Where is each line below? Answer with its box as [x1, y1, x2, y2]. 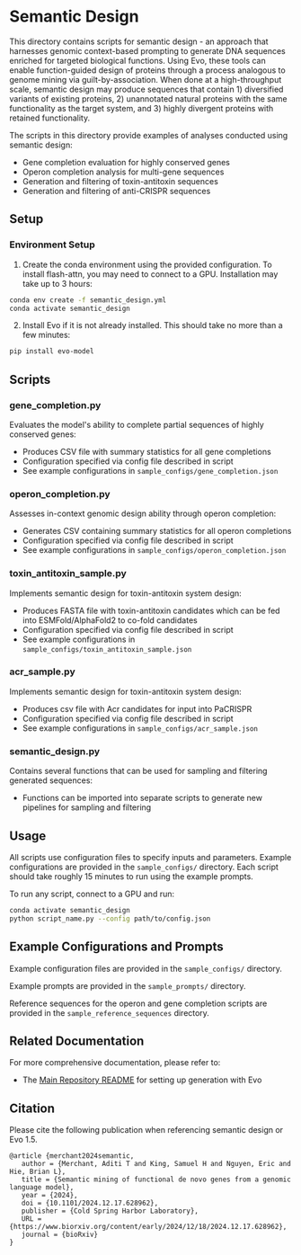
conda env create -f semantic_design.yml [9, 295, 167, 305]
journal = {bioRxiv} [21, 1230, 99, 1240]
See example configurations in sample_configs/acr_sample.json [22, 722, 259, 734]
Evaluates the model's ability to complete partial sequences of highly [9, 419, 265, 430]
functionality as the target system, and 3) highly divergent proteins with [9, 102, 274, 113]
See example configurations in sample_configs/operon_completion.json [22, 545, 287, 556]
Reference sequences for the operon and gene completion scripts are [9, 998, 268, 1009]
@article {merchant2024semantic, [9, 1152, 135, 1161]
